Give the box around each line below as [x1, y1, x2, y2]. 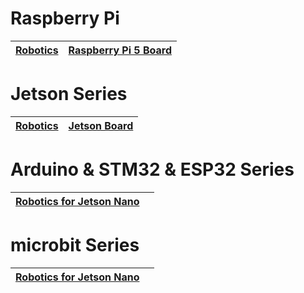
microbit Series [10, 234, 140, 256]
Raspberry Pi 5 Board [68, 43, 172, 57]
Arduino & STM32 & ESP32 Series [10, 158, 295, 181]
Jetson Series [10, 83, 128, 106]
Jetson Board [68, 118, 134, 132]
